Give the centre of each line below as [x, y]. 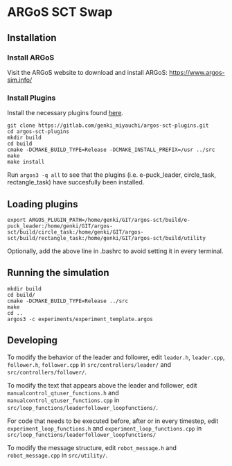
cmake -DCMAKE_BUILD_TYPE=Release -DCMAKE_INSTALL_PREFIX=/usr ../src [111, 150]
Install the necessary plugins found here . [65, 113]
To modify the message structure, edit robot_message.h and [92, 447]
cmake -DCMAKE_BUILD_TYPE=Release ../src [68, 301]
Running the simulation [58, 273]
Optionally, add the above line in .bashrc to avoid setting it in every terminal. [115, 251]
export [17, 220]
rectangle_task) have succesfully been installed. [76, 182]
